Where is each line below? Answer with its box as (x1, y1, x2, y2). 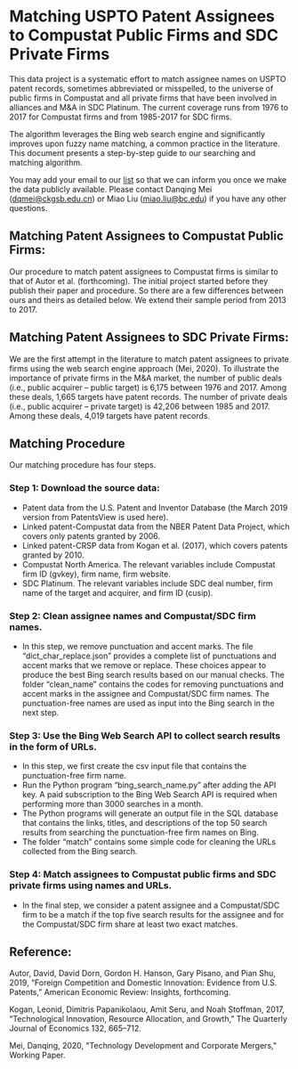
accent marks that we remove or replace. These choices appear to (21, 659, 267, 670)
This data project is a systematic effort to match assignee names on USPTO (9, 73, 286, 84)
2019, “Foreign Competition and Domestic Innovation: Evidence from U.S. (9, 977, 278, 988)
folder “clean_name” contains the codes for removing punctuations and (21, 679, 285, 690)
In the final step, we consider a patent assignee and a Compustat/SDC (21, 900, 280, 910)
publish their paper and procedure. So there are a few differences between (9, 285, 284, 296)
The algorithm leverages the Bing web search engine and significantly (9, 128, 265, 139)
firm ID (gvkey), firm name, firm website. (21, 568, 171, 579)
